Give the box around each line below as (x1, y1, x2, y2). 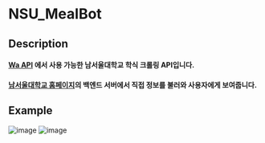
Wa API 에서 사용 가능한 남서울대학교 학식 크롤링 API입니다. (8, 60, 195, 70)
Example (8, 104, 53, 117)
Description (8, 37, 68, 51)
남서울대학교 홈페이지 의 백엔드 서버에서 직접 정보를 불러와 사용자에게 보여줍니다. (8, 80, 257, 89)
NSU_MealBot (8, 5, 102, 23)
